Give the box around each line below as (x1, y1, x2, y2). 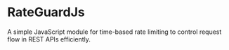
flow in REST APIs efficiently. (7, 35, 91, 43)
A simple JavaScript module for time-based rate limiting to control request (7, 27, 222, 36)
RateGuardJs (7, 4, 86, 20)
